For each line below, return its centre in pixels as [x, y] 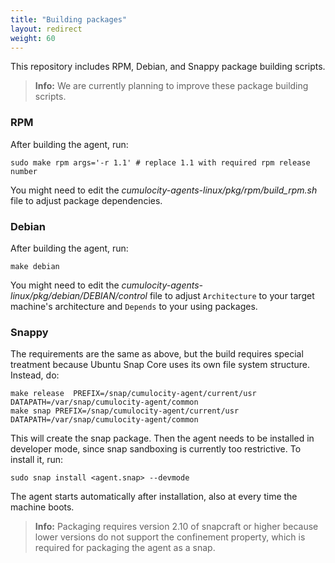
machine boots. [42, 507]
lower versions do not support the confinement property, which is [170, 537]
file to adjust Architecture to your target [232, 295]
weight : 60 [33, 38]
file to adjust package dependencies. [86, 200]
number [24, 171]
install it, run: [37, 460]
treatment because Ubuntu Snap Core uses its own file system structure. [160, 365]
